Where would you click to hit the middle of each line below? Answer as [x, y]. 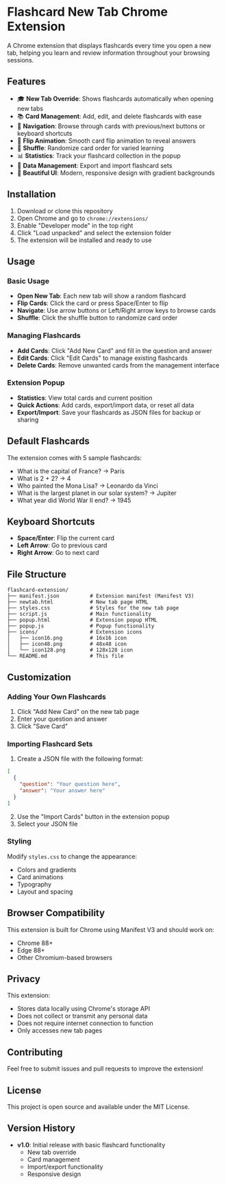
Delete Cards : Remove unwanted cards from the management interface [118, 365]
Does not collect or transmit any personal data [82, 1016]
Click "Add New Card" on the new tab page [78, 711]
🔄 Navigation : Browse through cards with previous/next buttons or [111, 126]
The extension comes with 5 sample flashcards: [75, 457]
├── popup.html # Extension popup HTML [82, 620]
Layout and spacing [45, 891]
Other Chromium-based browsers [65, 957]
